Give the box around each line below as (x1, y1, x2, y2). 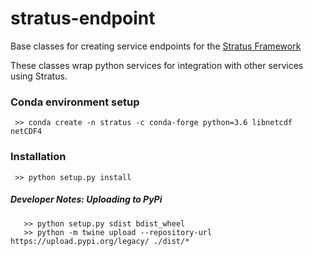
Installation (10, 150, 67, 164)
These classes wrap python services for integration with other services (10, 59, 304, 71)
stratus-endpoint (10, 7, 156, 30)
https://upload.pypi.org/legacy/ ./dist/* (10, 236, 190, 246)
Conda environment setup (10, 95, 140, 109)
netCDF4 (10, 127, 43, 137)
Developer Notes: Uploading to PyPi (10, 193, 163, 206)
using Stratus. (10, 70, 68, 82)
